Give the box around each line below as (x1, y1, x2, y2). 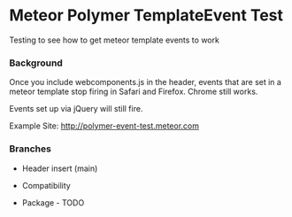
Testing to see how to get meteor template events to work (9, 35, 219, 45)
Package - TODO (21, 197, 85, 208)
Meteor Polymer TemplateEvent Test (9, 5, 284, 26)
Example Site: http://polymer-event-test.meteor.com (9, 120, 199, 131)
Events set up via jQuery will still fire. (9, 104, 143, 114)
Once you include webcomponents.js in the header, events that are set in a (9, 77, 281, 88)
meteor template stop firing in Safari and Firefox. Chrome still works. (9, 86, 258, 97)
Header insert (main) (21, 163, 98, 174)
